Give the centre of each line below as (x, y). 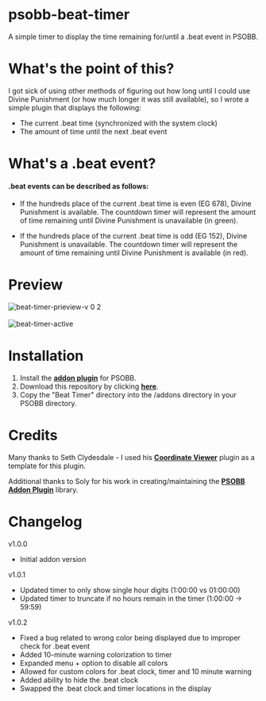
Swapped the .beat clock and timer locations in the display (116, 688)
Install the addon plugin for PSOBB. (78, 378)
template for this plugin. (47, 466)
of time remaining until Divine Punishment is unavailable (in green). (129, 221)
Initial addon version (53, 560)
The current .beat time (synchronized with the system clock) (119, 123)
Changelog (45, 522)
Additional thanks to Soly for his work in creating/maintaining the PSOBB (127, 482)
